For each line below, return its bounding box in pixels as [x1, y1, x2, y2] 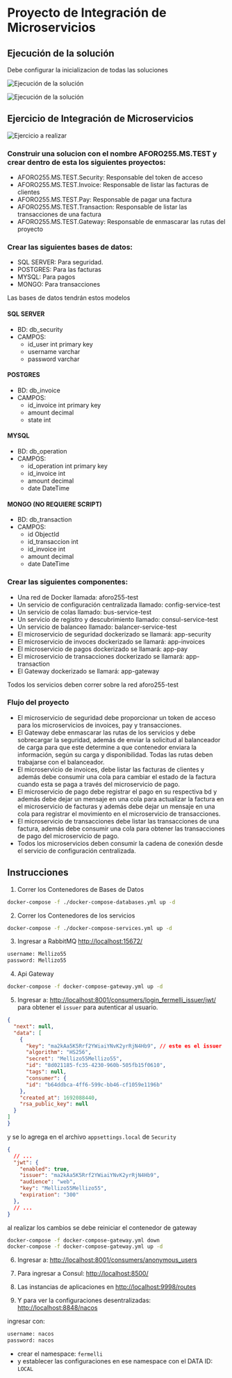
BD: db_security [17, 325, 63, 333]
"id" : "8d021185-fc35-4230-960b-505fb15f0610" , [25, 1062, 167, 1069]
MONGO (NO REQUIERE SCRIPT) [7, 499, 102, 508]
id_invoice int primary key [27, 401, 101, 409]
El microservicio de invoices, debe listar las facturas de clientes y [17, 765, 205, 774]
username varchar [27, 347, 81, 355]
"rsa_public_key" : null [19, 1100, 89, 1107]
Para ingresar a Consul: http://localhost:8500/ [17, 1269, 149, 1278]
